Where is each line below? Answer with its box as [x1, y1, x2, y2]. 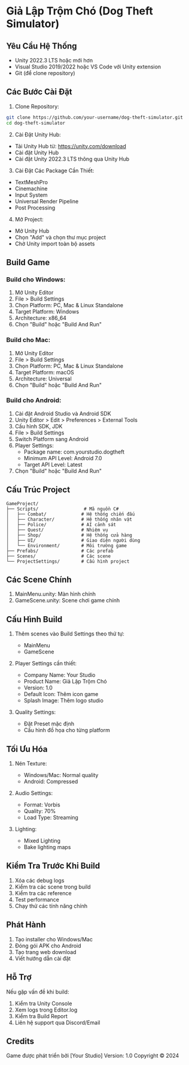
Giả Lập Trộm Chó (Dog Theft [6, 4, 154, 18]
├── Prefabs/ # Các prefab [6, 548, 114, 554]
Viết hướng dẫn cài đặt [14, 955, 71, 962]
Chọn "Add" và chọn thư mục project [14, 233, 106, 241]
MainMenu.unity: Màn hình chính [14, 590, 96, 598]
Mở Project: [14, 215, 44, 223]
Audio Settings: [14, 790, 53, 797]
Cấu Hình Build [6, 614, 63, 625]
